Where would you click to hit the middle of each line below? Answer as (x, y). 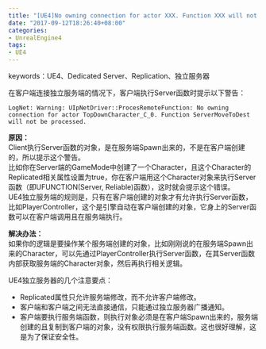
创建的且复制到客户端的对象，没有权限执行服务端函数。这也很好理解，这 (138, 327)
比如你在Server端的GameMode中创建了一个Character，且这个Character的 (130, 167)
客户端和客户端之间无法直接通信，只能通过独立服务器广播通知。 (124, 307)
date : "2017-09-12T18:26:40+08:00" (67, 23)
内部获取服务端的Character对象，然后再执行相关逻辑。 (98, 263)
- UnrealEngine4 (35, 38)
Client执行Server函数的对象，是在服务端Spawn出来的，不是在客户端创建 (127, 147)
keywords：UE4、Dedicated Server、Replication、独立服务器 (109, 76)
